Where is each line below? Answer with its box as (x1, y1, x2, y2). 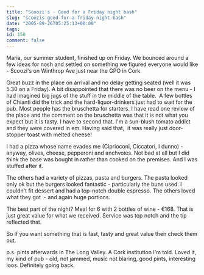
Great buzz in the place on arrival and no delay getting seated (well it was (6, 79, 191, 86)
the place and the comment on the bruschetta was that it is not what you (6, 111, 188, 119)
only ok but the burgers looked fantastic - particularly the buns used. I (6, 181, 182, 188)
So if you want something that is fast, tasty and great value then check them (6, 230, 198, 237)
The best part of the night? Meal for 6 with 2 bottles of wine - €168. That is (6, 205, 194, 213)
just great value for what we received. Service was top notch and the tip (6, 212, 187, 219)
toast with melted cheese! (27, 131, 93, 138)
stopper (6, 131, 26, 138)
